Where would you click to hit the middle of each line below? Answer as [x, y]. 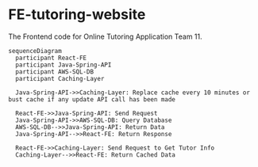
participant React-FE [51, 58]
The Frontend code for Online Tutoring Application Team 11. [105, 36]
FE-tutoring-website [77, 15]
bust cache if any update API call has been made [92, 99]
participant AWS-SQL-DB [54, 72]
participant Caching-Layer [60, 78]
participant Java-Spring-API [64, 65]
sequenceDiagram [35, 51]
